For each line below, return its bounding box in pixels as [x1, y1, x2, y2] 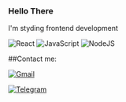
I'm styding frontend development [8, 24, 118, 33]
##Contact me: [8, 54, 57, 64]
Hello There [8, 6, 54, 17]
